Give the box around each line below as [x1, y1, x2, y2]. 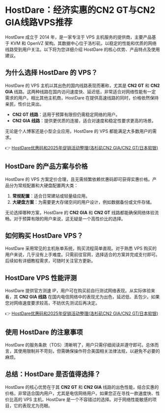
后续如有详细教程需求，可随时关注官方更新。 [5, 258, 96, 264]
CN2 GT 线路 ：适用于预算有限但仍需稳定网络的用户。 [12, 112, 120, 117]
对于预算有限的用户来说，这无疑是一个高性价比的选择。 [13, 216, 126, 222]
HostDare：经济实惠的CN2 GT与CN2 [5, 4, 156, 16]
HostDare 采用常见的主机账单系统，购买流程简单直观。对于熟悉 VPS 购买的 [5, 245, 157, 252]
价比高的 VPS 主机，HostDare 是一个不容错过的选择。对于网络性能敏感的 [5, 396, 153, 402]
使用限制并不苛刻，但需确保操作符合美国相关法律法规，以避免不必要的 [18, 348, 160, 354]
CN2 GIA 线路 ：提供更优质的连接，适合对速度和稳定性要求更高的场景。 [12, 117, 156, 123]
